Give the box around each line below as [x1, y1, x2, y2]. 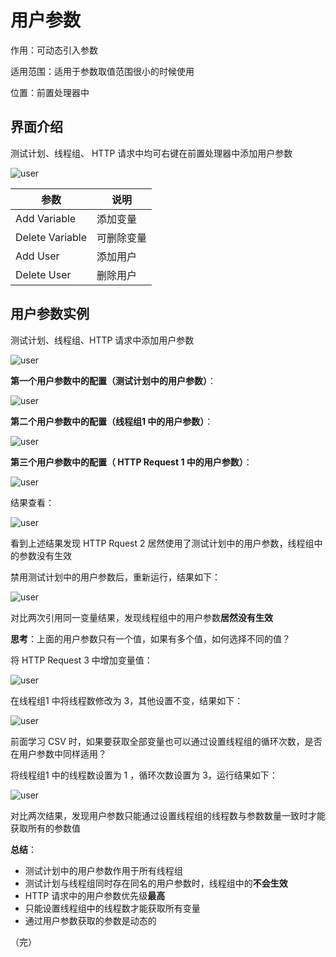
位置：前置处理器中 [10, 86, 90, 98]
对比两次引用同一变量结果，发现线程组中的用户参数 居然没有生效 [10, 611, 273, 623]
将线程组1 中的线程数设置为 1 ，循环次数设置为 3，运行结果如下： [10, 769, 278, 781]
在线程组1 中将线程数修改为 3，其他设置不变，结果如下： [10, 694, 244, 706]
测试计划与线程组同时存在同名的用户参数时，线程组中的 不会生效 [24, 877, 288, 889]
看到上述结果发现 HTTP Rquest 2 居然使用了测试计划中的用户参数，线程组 [10, 537, 315, 549]
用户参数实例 [10, 306, 90, 323]
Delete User [15, 267, 72, 281]
